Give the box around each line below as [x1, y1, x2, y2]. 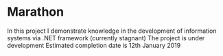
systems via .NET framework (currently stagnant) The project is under [7, 33, 205, 42]
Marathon [7, 4, 64, 20]
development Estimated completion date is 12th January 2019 [7, 41, 181, 49]
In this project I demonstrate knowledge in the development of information [7, 27, 217, 35]
